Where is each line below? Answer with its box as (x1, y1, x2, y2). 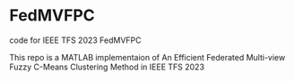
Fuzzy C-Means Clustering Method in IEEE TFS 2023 (9, 61, 204, 72)
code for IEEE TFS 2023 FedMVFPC (9, 35, 142, 45)
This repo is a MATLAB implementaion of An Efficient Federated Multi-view (9, 52, 286, 62)
